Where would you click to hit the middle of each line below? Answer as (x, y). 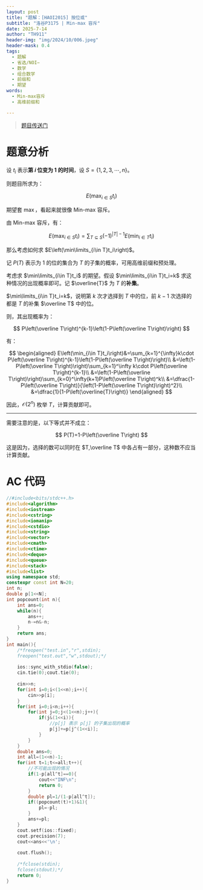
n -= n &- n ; (39, 622)
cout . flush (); (35, 853)
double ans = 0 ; (35, 751)
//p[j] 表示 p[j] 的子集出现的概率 (89, 724)
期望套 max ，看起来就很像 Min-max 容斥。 (60, 210)
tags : (13, 51)
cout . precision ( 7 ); (42, 836)
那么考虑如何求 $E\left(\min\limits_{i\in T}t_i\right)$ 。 (72, 249)
